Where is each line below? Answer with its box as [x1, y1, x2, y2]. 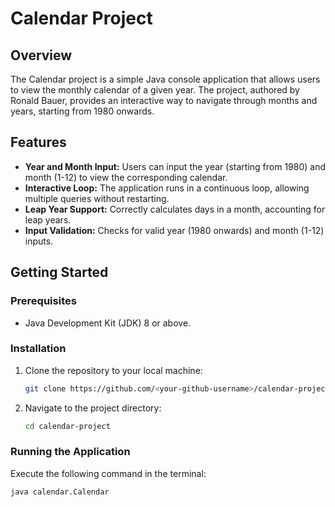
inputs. [24, 235, 54, 247]
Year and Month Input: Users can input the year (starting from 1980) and [24, 160, 326, 172]
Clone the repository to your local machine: [24, 364, 203, 376]
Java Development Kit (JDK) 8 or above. [24, 317, 192, 329]
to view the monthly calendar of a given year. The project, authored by [10, 84, 300, 96]
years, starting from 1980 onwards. [10, 105, 155, 117]
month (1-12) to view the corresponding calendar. [24, 171, 228, 183]
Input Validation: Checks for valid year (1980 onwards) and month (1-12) [24, 224, 325, 236]
